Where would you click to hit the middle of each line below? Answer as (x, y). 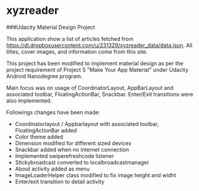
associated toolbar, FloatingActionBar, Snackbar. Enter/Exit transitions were (100, 94)
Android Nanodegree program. (44, 76)
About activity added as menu (52, 169)
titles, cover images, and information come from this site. (77, 51)
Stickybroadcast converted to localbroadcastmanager (82, 162)
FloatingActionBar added (46, 130)
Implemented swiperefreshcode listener (65, 156)
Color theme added (39, 137)
